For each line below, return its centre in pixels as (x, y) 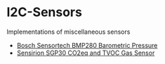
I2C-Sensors (44, 12)
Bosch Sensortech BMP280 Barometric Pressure (87, 45)
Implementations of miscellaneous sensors (68, 32)
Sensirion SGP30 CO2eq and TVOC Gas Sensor (86, 53)
